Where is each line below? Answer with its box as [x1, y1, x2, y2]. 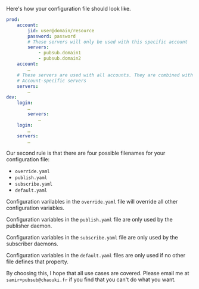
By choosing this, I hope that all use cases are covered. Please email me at [6, 270, 189, 277]
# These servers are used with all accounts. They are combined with [17, 72, 194, 78]
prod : [6, 17, 20, 23]
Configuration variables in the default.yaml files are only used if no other [6, 252, 186, 259]
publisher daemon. [6, 222, 52, 229]
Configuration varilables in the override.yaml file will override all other [6, 198, 178, 205]
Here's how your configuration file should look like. [6, 5, 131, 12]
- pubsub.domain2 [38, 56, 82, 62]
